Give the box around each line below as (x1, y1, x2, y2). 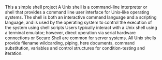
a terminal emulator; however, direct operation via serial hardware (5, 30, 136, 35)
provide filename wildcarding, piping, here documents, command (5, 40, 135, 45)
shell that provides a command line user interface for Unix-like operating (5, 9, 149, 15)
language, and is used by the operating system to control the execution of (5, 19, 152, 25)
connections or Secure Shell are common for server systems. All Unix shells (5, 35, 156, 41)
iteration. (5, 50, 23, 56)
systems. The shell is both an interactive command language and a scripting (5, 15, 157, 20)
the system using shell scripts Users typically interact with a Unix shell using (5, 25, 157, 30)
